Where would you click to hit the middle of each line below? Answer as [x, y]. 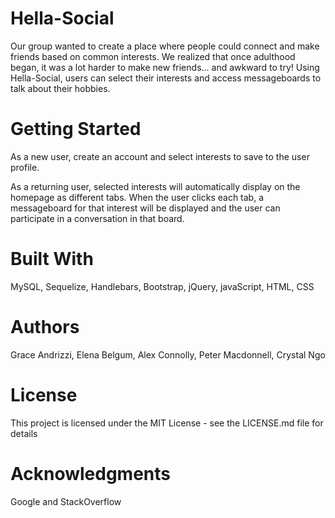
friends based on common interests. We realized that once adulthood [153, 56]
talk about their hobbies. [60, 88]
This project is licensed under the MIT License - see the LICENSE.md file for [167, 423]
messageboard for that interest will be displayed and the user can [145, 208]
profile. [25, 167]
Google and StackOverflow [66, 501]
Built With [52, 259]
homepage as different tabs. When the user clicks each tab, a [137, 197]
